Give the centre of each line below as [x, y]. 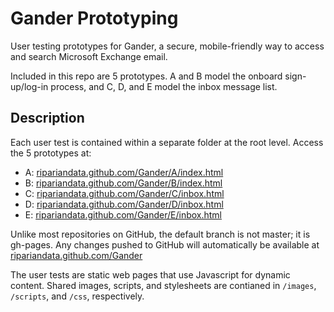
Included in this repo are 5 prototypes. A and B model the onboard [146, 76]
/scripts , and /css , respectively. [77, 296]
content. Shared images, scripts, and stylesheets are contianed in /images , [163, 285]
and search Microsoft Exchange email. [89, 56]
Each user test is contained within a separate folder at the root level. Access [167, 142]
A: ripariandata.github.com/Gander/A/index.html [124, 172]
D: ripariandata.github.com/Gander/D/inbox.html [124, 204]
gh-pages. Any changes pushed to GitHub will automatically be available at [165, 244]
